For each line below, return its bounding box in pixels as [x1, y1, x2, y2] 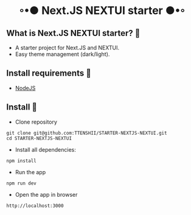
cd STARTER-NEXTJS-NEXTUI [6, 135, 72, 141]
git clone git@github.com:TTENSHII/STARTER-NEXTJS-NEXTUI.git [6, 130, 167, 136]
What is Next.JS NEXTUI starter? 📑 [6, 28, 141, 38]
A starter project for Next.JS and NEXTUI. [15, 44, 120, 51]
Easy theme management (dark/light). [15, 51, 110, 58]
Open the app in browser [15, 191, 78, 198]
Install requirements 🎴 [6, 68, 91, 79]
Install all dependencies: [15, 146, 76, 153]
